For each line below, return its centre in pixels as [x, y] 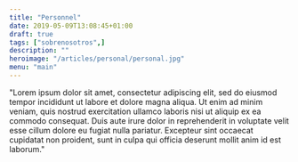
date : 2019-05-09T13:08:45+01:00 [71, 26]
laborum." [27, 149]
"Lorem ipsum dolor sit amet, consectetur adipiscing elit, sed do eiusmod [143, 92]
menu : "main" [33, 68]
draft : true [31, 34]
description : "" [39, 51]
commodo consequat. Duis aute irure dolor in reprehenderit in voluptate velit [149, 120]
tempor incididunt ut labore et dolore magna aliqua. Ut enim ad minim [136, 101]
